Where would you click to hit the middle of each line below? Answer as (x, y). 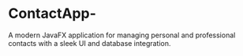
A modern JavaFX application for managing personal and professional (122, 35)
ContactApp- (52, 14)
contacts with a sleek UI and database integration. (90, 43)
